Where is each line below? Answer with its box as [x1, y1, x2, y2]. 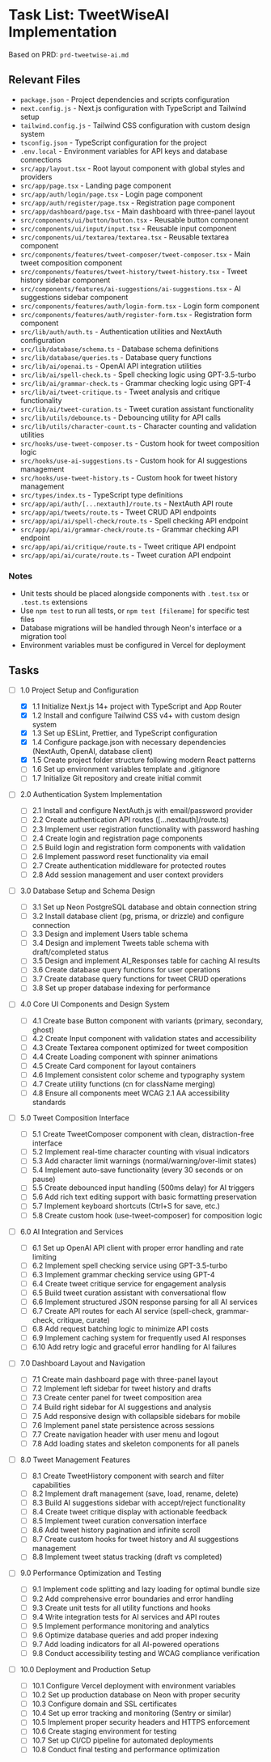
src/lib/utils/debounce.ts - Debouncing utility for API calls [19, 413, 221, 422]
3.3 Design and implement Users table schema [32, 929, 188, 939]
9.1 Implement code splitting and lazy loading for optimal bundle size [32, 1584, 260, 1595]
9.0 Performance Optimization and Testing [19, 1568, 162, 1578]
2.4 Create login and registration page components [32, 833, 203, 843]
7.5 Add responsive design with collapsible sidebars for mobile [32, 1411, 241, 1421]
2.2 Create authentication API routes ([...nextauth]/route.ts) [32, 815, 229, 824]
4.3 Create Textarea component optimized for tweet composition [32, 1042, 248, 1053]
